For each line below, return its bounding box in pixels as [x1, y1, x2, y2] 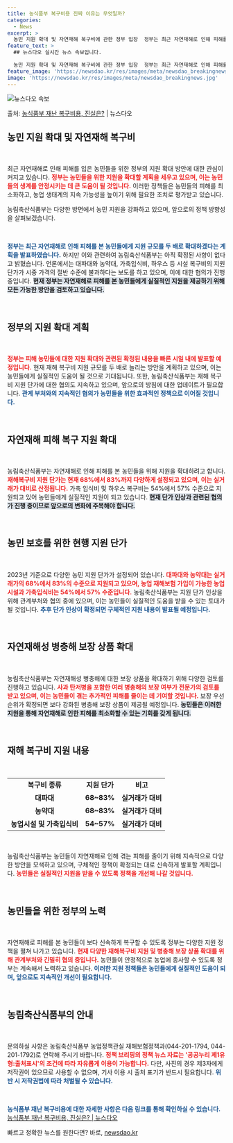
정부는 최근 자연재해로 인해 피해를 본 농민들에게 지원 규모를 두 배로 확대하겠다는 [7, 242, 219, 251]
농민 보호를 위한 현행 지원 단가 [7, 537, 128, 549]
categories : [7, 17, 42, 24]
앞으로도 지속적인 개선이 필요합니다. [16, 973, 112, 981]
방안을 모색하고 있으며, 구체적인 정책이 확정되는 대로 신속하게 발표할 [14, 860, 198, 869]
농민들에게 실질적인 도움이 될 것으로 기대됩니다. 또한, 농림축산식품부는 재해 [7, 372, 209, 381]
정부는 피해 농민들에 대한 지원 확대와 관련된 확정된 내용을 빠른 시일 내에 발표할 [7, 355, 215, 363]
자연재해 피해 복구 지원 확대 [7, 433, 116, 445]
